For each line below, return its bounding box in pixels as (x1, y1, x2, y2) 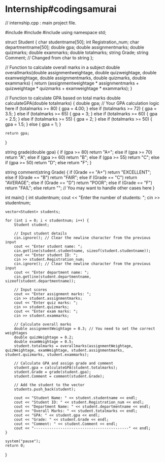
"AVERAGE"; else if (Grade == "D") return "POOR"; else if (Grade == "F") (5, 180, 153, 185)
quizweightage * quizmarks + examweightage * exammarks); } (5, 85, 132, 91)
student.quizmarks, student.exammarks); (5, 352, 90, 357)
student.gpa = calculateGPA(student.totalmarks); (14, 365, 118, 370)
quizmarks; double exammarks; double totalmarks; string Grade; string (5, 49, 149, 55)
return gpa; (5, 131, 30, 136)
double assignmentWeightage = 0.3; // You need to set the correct (14, 326, 155, 331)
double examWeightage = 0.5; (14, 339, 74, 344)
